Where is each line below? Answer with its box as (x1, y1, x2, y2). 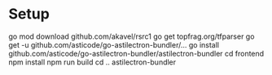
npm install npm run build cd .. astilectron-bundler (8, 57, 177, 67)
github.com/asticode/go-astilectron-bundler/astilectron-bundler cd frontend (8, 48, 265, 58)
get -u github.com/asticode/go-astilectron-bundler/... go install (8, 40, 220, 49)
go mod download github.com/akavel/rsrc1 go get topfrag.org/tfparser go (8, 31, 255, 41)
